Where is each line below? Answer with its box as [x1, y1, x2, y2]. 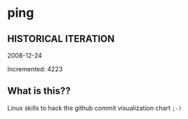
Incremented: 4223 [7, 65, 63, 73]
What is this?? [7, 85, 71, 97]
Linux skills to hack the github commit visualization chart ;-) [7, 104, 182, 112]
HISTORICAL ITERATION [7, 33, 115, 45]
